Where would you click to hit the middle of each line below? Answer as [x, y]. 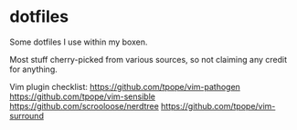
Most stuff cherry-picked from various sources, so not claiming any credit [148, 59]
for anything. [33, 69]
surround [27, 115]
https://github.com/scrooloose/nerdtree [85, 105]
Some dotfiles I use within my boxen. [79, 42]
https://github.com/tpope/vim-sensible [82, 96]
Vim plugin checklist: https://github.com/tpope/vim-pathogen [125, 86]
